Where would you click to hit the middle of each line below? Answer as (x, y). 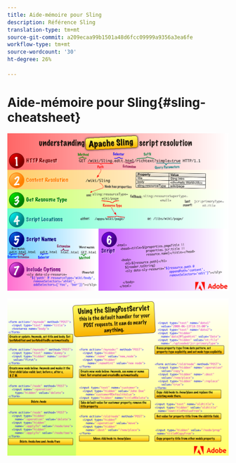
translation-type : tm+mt (44, 30)
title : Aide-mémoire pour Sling (54, 15)
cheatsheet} (44, 117)
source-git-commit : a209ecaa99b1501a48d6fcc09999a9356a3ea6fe (100, 37)
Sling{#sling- (166, 102)
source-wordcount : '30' (42, 52)
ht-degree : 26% (29, 60)
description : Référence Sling (52, 22)
